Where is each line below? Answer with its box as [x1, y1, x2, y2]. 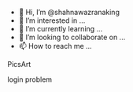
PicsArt [7, 60, 31, 68]
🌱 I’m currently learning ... [18, 24, 103, 33]
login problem [7, 75, 53, 84]
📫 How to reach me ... [18, 42, 92, 50]
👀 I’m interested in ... [18, 16, 86, 25]
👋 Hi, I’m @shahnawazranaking [18, 8, 120, 17]
